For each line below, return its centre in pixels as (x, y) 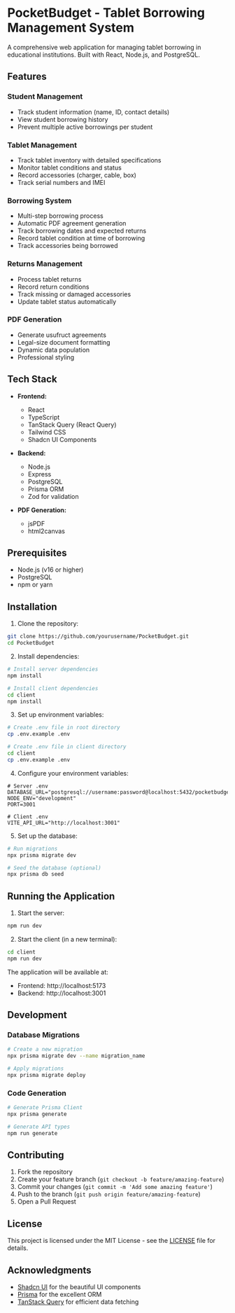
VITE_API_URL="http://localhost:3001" (64, 823)
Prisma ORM (46, 489)
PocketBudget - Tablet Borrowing (106, 13)
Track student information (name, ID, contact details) (93, 112)
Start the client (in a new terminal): (67, 939)
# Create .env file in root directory (64, 728)
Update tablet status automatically (67, 301)
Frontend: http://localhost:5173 (62, 985)
